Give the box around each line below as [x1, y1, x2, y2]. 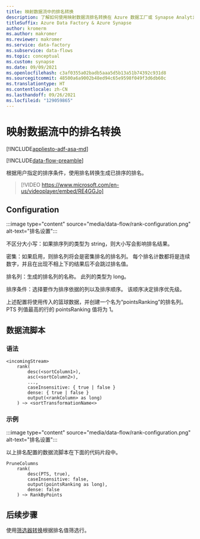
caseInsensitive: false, [27, 476, 89, 482]
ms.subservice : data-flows [6, 48, 73, 54]
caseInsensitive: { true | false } [27, 384, 116, 391]
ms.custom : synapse [6, 58, 55, 64]
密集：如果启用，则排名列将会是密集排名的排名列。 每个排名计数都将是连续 [6, 253, 190, 260]
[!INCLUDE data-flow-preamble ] [6, 156, 84, 164]
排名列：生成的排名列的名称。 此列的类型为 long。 [6, 273, 130, 281]
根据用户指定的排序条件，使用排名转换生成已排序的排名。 [6, 169, 147, 176]
